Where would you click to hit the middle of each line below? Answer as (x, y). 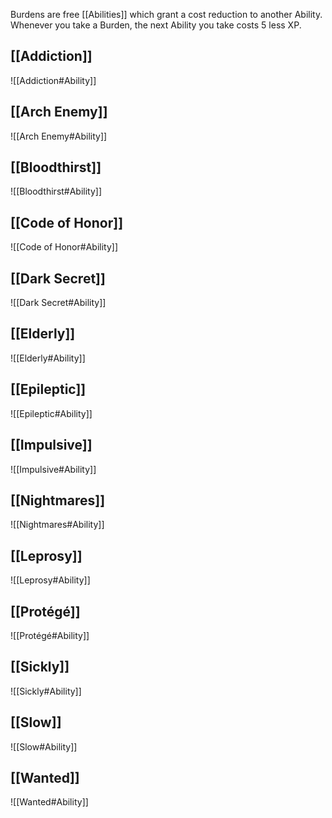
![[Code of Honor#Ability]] (64, 247)
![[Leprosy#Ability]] (50, 580)
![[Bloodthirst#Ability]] (56, 191)
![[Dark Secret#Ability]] (58, 303)
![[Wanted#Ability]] (49, 802)
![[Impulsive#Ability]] (53, 469)
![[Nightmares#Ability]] (57, 525)
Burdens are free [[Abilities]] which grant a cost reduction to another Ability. (166, 14)
